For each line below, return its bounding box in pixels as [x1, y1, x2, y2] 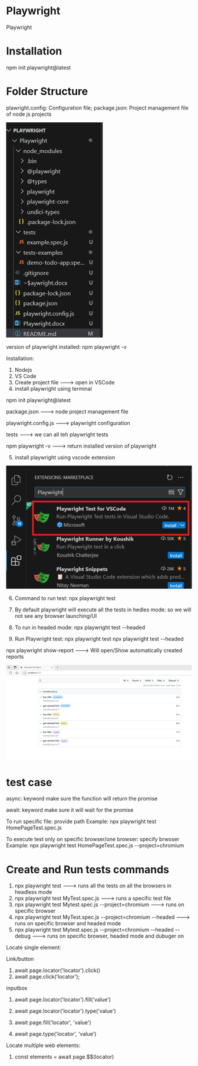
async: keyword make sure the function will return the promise [6, 795, 158, 802]
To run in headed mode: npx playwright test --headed [14, 624, 146, 631]
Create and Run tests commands [6, 863, 170, 876]
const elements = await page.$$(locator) [14, 1054, 114, 1061]
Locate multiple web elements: [6, 1042, 81, 1049]
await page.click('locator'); [14, 973, 80, 980]
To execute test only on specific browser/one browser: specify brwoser [6, 835, 180, 843]
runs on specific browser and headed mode [14, 920, 121, 927]
